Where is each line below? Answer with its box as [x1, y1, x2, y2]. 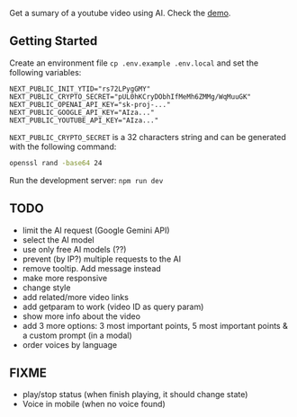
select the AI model [22, 234, 94, 245]
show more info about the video [22, 310, 141, 322]
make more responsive [22, 272, 108, 283]
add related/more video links [22, 291, 129, 302]
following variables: [9, 67, 82, 77]
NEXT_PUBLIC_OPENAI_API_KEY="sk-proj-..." [9, 100, 171, 109]
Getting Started [9, 33, 98, 49]
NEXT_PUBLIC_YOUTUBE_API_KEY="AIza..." [9, 116, 159, 125]
